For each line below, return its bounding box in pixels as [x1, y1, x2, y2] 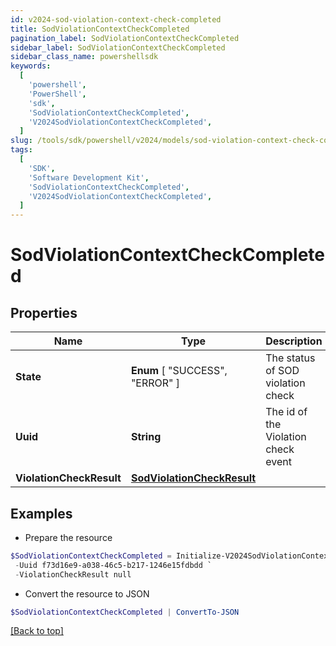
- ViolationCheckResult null [14, 569, 132, 580]
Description [265, 334, 323, 348]
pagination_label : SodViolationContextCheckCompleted [10, 33, 240, 43]
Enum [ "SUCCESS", [130, 364, 228, 378]
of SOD [265, 364, 300, 378]
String [130, 430, 162, 444]
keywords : [10, 61, 52, 71]
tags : [10, 145, 33, 155]
